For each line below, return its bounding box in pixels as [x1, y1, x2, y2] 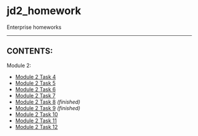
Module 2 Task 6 [15, 85, 56, 92]
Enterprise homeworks [6, 24, 62, 31]
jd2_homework [6, 4, 82, 18]
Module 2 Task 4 [15, 73, 56, 80]
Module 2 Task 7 [15, 92, 56, 99]
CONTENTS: [6, 46, 53, 57]
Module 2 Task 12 [15, 123, 58, 130]
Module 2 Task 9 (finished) [15, 104, 80, 111]
